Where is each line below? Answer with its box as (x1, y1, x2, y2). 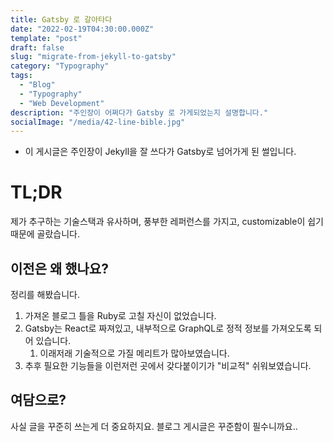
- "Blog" (19, 80, 56, 90)
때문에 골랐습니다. (10, 228, 81, 240)
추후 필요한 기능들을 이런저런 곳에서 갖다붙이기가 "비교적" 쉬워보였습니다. (24, 360, 312, 371)
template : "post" (10, 33, 83, 43)
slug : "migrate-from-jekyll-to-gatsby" (10, 52, 177, 62)
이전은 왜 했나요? (10, 260, 109, 277)
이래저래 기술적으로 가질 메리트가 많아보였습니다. (39, 347, 230, 359)
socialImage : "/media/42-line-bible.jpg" (10, 117, 186, 127)
